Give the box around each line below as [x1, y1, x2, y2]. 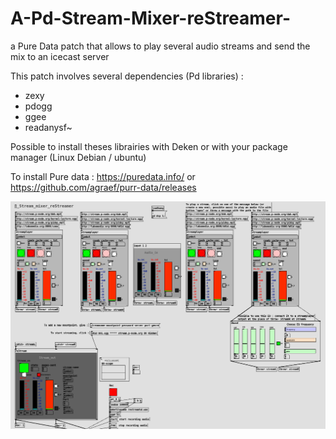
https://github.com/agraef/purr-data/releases [10, 181, 197, 193]
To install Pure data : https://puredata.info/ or [10, 170, 196, 182]
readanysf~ [24, 121, 73, 133]
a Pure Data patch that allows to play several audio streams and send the [10, 40, 311, 52]
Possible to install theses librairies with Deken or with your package [10, 140, 288, 152]
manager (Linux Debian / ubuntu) [10, 151, 147, 163]
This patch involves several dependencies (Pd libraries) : [10, 70, 244, 82]
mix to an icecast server [10, 50, 110, 62]
